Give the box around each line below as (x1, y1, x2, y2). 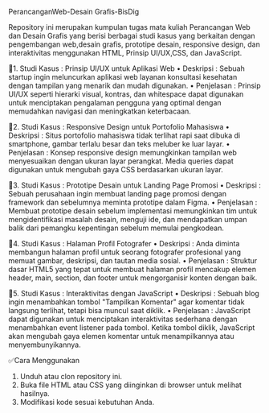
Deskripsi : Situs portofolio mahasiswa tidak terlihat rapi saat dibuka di (8, 130, 241, 140)
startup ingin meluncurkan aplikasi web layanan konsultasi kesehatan (8, 72, 238, 81)
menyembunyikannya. (8, 340, 82, 349)
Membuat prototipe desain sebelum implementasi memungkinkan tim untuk (8, 206, 258, 216)
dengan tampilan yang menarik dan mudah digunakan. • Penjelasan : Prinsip (8, 81, 261, 90)
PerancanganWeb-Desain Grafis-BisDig (8, 7, 140, 16)
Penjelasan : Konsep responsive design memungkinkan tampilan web (8, 148, 237, 157)
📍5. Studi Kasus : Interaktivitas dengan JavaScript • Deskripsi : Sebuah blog (8, 289, 259, 298)
